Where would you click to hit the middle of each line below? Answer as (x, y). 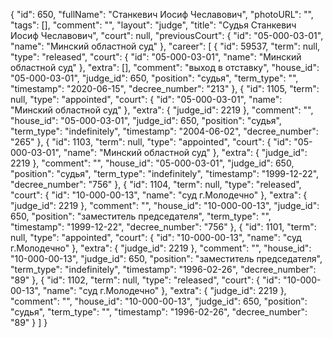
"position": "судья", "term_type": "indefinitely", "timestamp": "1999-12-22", (165, 173)
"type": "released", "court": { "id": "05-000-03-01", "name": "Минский (156, 57)
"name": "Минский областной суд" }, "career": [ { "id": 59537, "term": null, (165, 46)
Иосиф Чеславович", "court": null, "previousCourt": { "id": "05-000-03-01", (167, 35)
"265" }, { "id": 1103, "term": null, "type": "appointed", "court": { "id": (151, 142)
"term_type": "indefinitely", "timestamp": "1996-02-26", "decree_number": (163, 269)
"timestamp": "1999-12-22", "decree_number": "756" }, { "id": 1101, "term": (163, 227)
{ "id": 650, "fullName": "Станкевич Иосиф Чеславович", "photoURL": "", (162, 14)
